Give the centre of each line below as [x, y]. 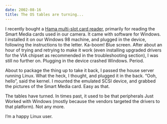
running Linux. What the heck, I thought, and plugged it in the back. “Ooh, [81, 75]
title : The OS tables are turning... [44, 14]
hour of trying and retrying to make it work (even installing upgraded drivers [83, 50]
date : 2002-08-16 [23, 10]
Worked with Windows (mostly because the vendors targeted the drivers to [82, 101]
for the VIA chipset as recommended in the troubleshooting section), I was [82, 55]
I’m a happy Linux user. [29, 116]
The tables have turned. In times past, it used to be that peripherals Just [79, 96]
